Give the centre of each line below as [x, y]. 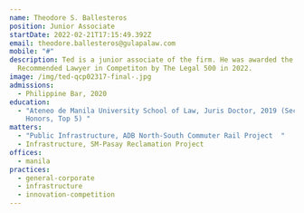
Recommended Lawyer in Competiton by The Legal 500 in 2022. [135, 69]
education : [30, 102]
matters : [26, 128]
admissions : [32, 85]
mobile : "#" [32, 52]
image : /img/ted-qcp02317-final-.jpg [81, 77]
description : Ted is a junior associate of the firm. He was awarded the [152, 60]
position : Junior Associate [62, 26]
